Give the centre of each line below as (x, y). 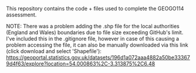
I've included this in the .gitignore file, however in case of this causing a (93, 39)
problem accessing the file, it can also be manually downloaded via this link (97, 45)
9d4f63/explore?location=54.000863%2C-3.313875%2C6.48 (81, 64)
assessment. (21, 15)
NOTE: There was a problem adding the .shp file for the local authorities (93, 26)
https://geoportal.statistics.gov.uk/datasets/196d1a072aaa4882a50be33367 (98, 57)
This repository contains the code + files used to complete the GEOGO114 (95, 9)
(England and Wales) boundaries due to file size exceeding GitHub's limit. (95, 32)
